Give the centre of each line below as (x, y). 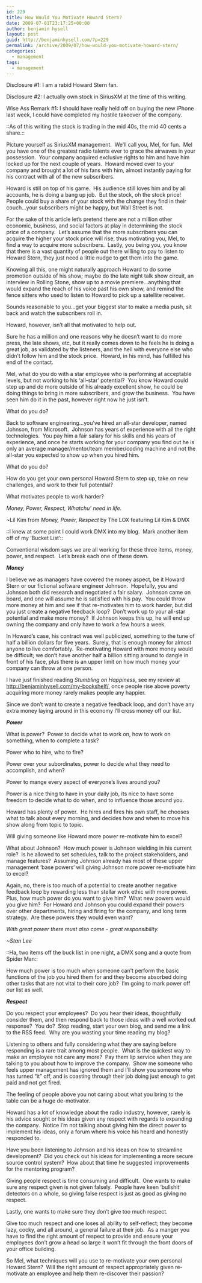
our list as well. (25, 990)
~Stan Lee (19, 941)
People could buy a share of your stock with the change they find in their (96, 201)
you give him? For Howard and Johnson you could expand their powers (95, 905)
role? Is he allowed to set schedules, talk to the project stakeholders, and (97, 855)
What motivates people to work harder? (55, 497)
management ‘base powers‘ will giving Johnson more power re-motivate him (101, 867)
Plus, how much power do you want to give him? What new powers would (98, 898)
